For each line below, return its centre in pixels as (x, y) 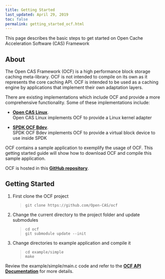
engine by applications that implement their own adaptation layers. (74, 87)
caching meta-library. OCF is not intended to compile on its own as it (76, 77)
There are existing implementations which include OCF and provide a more (83, 97)
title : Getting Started (30, 10)
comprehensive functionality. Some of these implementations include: (77, 103)
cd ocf (32, 229)
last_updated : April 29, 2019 (37, 15)
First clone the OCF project (40, 196)
